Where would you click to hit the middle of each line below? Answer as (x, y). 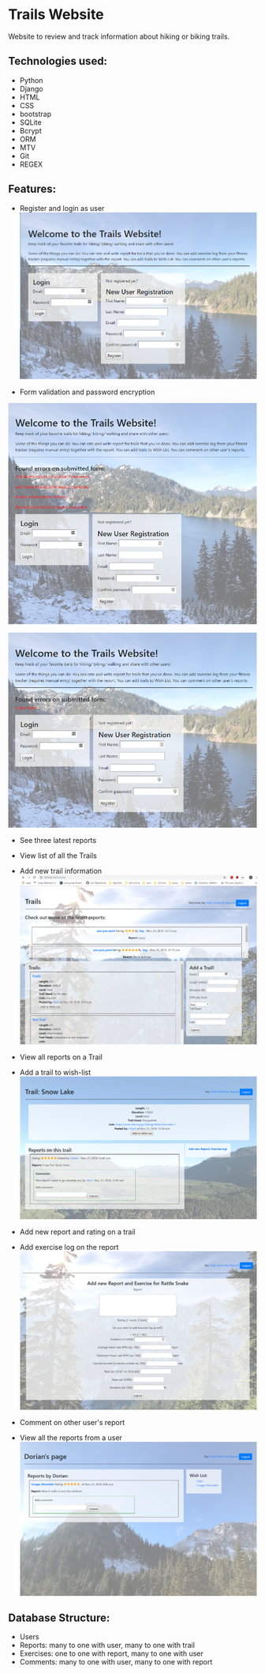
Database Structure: (59, 1618)
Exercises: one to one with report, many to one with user (111, 1653)
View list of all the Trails (58, 856)
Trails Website (56, 15)
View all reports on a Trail (61, 1057)
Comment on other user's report (72, 1422)
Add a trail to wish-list (55, 1073)
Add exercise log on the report (69, 1247)
